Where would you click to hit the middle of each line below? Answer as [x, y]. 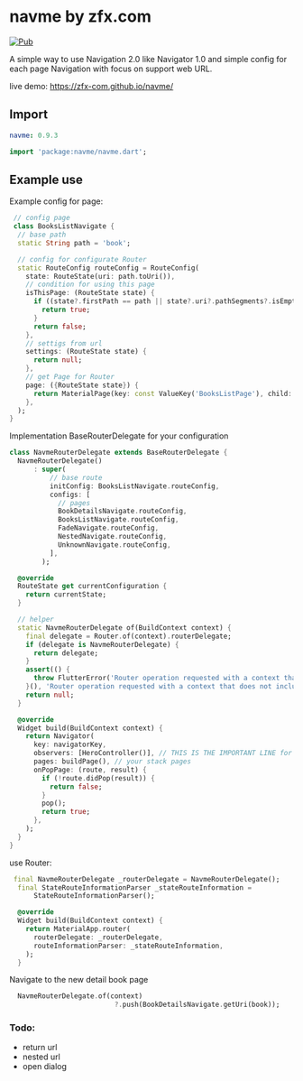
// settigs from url [64, 343]
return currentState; [66, 595]
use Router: [31, 863]
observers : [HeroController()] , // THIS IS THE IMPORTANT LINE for [163, 753]
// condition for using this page [90, 285]
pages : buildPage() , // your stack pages [112, 762]
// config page [41, 218]
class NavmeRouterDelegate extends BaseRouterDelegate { [119, 453]
